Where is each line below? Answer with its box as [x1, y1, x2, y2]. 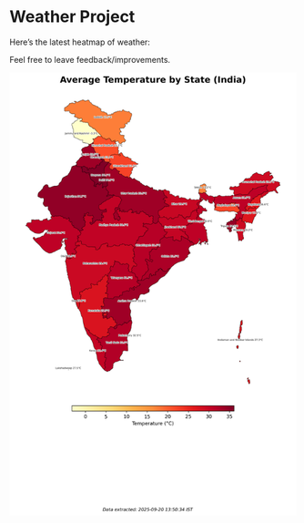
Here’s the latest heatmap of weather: [9, 36, 150, 47]
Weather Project [9, 6, 136, 27]
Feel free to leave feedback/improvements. [9, 54, 171, 65]
